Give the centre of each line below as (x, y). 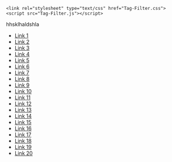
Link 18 (23, 141)
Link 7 (22, 73)
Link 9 (22, 85)
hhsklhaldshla (23, 24)
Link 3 (22, 48)
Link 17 (23, 135)
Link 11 (23, 97)
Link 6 (22, 66)
